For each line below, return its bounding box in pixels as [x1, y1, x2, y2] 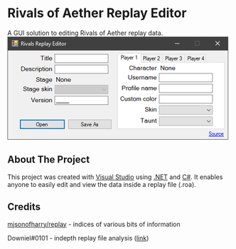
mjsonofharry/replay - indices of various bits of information [7, 220, 181, 228]
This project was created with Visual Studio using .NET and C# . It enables [7, 173, 223, 181]
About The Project [7, 153, 90, 166]
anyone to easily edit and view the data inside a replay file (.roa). [7, 180, 197, 188]
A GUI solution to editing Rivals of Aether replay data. [7, 29, 163, 37]
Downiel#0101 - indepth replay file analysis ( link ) [7, 233, 149, 242]
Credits [7, 201, 41, 213]
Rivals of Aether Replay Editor [7, 5, 187, 21]
